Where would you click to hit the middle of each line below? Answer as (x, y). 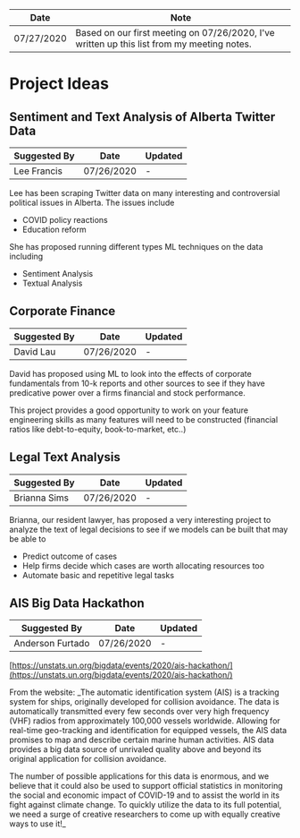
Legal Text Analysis (65, 457)
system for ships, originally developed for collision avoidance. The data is (144, 702)
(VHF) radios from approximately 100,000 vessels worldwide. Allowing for (145, 721)
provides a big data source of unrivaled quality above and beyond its (135, 749)
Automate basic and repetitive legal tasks (98, 575)
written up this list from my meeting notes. (163, 44)
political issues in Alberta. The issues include (92, 202)
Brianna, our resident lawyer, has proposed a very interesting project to (140, 519)
